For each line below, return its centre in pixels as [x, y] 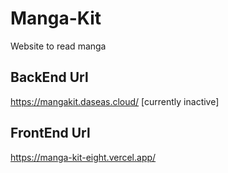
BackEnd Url [49, 77]
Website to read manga [58, 46]
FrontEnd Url [50, 133]
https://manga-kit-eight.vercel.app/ [83, 157]
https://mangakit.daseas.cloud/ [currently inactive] [115, 101]
